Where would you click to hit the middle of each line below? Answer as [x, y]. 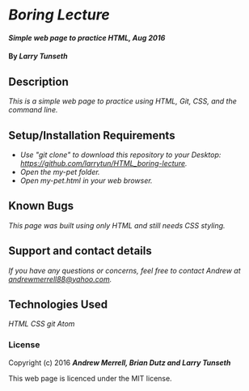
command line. [33, 110]
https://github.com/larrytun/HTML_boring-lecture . [103, 163]
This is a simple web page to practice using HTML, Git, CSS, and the [122, 101]
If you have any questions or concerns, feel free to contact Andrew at [124, 270]
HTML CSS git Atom [42, 324]
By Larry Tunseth [38, 56]
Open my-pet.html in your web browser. [86, 181]
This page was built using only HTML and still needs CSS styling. [117, 225]
